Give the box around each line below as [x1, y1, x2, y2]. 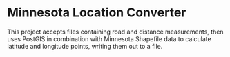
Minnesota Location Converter [7, 5, 186, 21]
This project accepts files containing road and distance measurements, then [7, 27, 224, 36]
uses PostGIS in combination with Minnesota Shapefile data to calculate [7, 34, 212, 43]
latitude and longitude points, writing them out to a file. [7, 42, 163, 50]
